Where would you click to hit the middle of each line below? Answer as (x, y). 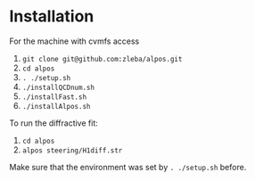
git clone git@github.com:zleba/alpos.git (102, 59)
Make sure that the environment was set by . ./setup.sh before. (128, 167)
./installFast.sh (54, 97)
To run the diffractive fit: (53, 123)
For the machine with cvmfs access (74, 41)
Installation (52, 16)
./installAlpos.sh (56, 106)
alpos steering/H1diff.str (72, 150)
